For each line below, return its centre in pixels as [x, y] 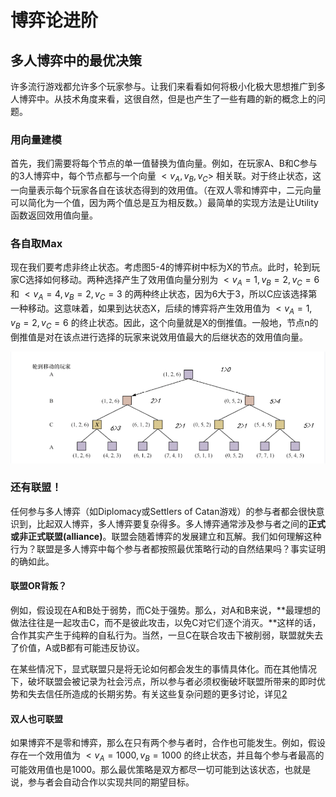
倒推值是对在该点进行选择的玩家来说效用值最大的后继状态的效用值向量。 [159, 337]
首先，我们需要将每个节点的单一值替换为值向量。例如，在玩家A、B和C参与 [164, 163]
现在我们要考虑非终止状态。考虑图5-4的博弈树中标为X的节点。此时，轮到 [161, 267]
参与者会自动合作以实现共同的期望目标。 [111, 782]
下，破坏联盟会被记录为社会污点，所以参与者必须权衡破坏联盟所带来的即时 [163, 681]
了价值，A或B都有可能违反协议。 [77, 647]
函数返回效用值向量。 [54, 215]
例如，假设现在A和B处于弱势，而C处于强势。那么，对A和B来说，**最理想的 [165, 610]
